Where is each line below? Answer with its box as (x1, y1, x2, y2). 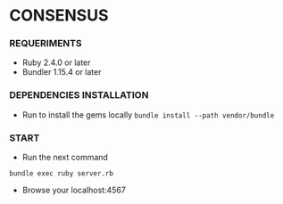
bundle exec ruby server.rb (9, 169, 114, 178)
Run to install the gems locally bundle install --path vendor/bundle (21, 109, 275, 120)
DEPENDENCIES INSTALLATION (9, 89, 149, 102)
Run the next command (21, 152, 109, 163)
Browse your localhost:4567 (21, 184, 127, 196)
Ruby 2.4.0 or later (21, 57, 91, 68)
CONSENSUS (9, 5, 109, 26)
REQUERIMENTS (9, 37, 82, 50)
